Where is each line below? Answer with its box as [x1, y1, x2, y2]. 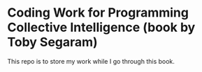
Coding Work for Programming [7, 5, 189, 21]
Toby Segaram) [7, 35, 98, 50]
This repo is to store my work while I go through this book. [7, 57, 175, 65]
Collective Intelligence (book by [7, 19, 196, 35]
